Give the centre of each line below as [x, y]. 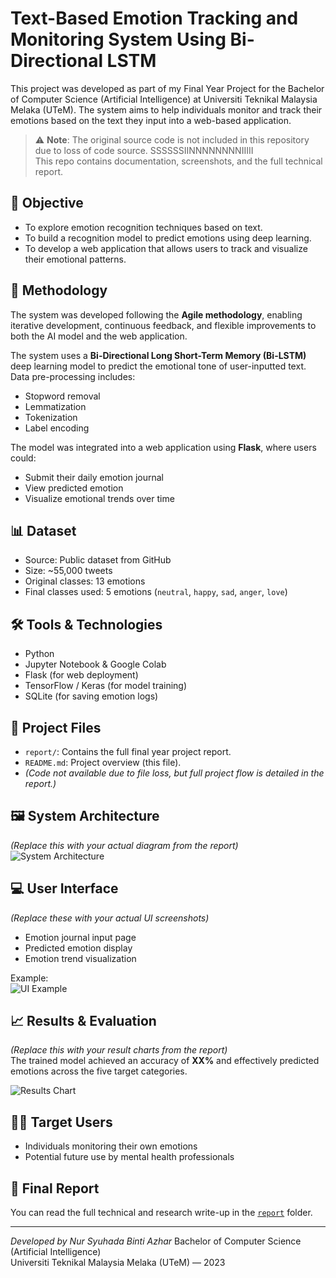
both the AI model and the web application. [99, 336]
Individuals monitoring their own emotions [111, 1146]
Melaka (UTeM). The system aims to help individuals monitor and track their [166, 109]
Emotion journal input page [80, 937]
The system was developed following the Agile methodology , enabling [156, 314]
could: [23, 458]
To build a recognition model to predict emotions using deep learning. [168, 238]
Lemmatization [55, 406]
